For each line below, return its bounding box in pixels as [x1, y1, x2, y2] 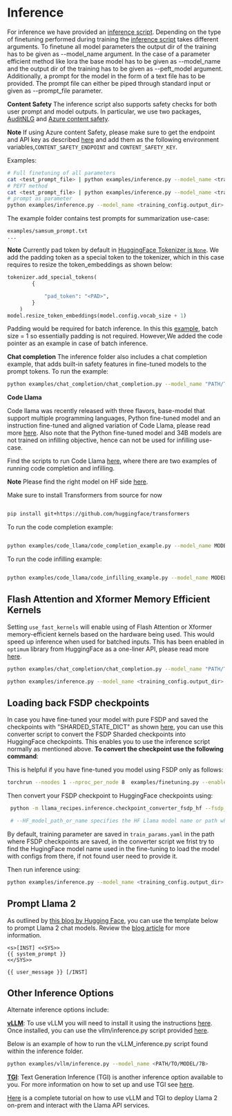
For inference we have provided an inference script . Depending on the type [7, 28, 222, 36]
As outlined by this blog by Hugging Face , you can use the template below [7, 916, 219, 924]
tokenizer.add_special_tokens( [7, 274, 97, 281]
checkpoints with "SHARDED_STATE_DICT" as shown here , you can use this [7, 723, 224, 731]
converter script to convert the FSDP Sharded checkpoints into [7, 730, 186, 738]
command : [7, 752, 39, 760]
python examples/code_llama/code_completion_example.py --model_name [7, 542, 212, 549]
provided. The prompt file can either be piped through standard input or [7, 79, 211, 87]
